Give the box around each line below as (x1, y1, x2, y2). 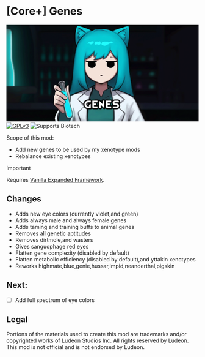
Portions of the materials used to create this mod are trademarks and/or (6, 331, 187, 338)
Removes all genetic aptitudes (15, 230, 92, 237)
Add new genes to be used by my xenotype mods (15, 146, 140, 153)
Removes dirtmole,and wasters (15, 236, 93, 243)
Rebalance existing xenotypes (15, 152, 91, 160)
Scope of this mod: (6, 133, 54, 141)
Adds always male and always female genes (15, 216, 127, 224)
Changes (6, 194, 41, 205)
